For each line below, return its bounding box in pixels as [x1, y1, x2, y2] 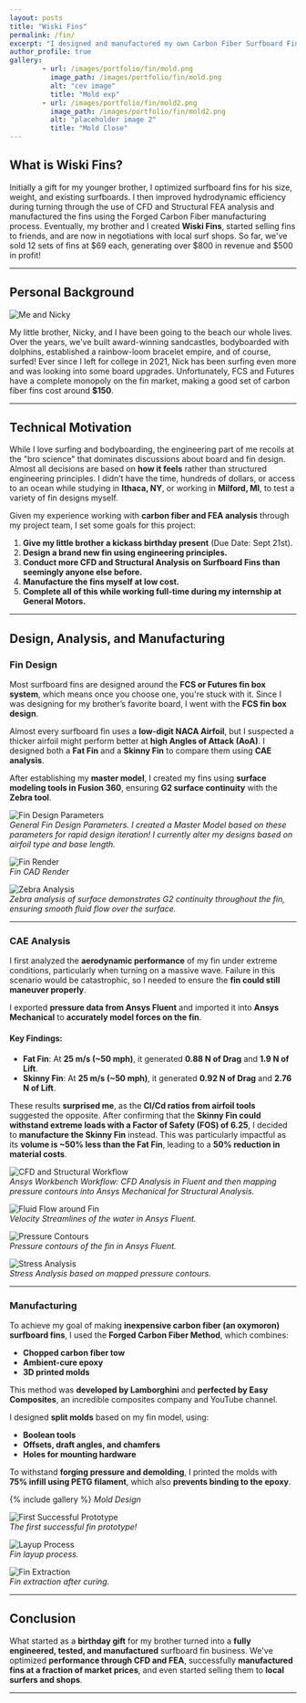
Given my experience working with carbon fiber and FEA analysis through [9, 510, 290, 521]
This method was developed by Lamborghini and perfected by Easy [9, 1384, 269, 1395]
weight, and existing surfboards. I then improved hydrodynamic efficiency [9, 191, 287, 202]
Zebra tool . [9, 792, 52, 804]
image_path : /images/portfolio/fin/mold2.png [49, 107, 226, 116]
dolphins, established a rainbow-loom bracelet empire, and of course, [9, 346, 271, 357]
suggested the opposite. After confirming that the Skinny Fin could [9, 1109, 261, 1120]
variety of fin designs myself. [9, 492, 118, 503]
